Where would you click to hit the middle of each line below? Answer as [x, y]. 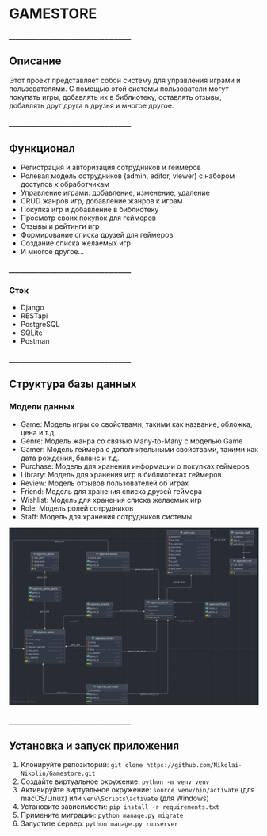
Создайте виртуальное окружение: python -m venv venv [115, 781]
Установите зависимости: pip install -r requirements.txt [120, 807]
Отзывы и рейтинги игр [60, 226]
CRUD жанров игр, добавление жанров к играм [101, 201]
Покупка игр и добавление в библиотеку [90, 209]
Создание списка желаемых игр [76, 243]
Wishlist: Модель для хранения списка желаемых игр [111, 500]
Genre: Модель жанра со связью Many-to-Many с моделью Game [132, 441]
